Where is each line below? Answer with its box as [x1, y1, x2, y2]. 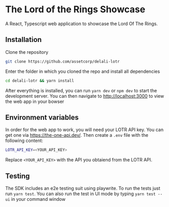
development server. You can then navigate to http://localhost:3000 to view [5, 93, 164, 99]
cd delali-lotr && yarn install [5, 78, 74, 83]
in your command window [11, 196, 66, 202]
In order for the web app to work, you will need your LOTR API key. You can [5, 127, 164, 133]
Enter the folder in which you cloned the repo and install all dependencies [5, 68, 160, 74]
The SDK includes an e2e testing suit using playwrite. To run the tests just [5, 185, 161, 191]
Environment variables [5, 113, 79, 121]
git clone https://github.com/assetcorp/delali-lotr [5, 59, 120, 64]
